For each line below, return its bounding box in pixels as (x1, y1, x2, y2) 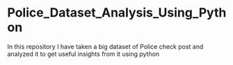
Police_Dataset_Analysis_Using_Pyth (7, 5, 227, 21)
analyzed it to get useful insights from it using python (7, 50, 160, 58)
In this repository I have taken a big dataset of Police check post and (7, 42, 204, 50)
